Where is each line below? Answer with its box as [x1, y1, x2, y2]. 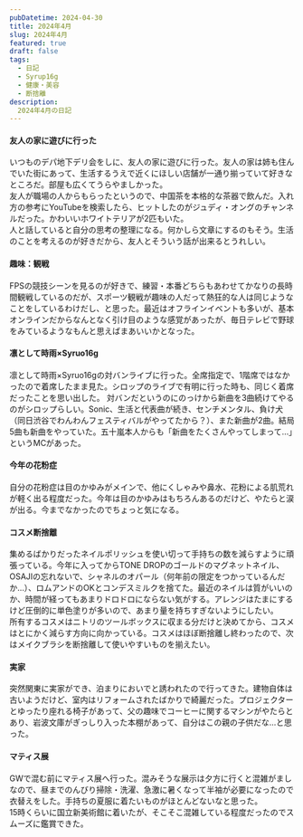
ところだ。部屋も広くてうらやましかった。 [9, 179, 168, 190]
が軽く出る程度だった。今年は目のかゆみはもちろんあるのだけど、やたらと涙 [9, 493, 295, 504]
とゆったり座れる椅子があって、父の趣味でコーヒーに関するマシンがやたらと [9, 706, 294, 717]
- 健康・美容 [17, 81, 61, 90]
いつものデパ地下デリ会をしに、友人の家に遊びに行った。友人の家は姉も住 [9, 157, 287, 167]
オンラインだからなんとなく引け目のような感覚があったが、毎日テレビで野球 [9, 314, 295, 325]
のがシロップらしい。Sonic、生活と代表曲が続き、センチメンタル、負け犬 [9, 404, 284, 414]
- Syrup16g [17, 72, 59, 81]
